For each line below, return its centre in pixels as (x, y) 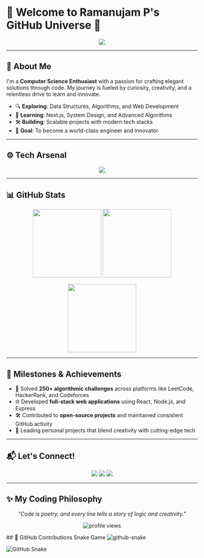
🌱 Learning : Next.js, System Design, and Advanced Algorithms (93, 115)
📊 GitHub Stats (36, 195)
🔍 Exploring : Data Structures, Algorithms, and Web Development (97, 106)
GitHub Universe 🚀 (54, 25)
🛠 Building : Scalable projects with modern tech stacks (84, 121)
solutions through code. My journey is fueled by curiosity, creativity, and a (99, 87)
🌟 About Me (29, 66)
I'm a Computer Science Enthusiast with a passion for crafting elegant (95, 81)
